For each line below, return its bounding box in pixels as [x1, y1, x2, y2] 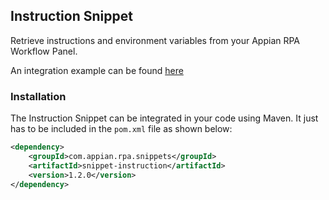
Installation [10, 89, 67, 103]
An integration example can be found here [10, 64, 184, 76]
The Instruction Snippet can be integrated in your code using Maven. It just [10, 112, 319, 124]
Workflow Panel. [10, 45, 78, 57]
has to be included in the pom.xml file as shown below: [10, 123, 233, 135]
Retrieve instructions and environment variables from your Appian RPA [10, 34, 301, 46]
